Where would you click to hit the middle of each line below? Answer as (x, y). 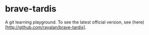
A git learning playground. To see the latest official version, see (68, 22)
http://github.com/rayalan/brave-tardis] (46, 27)
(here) (138, 22)
